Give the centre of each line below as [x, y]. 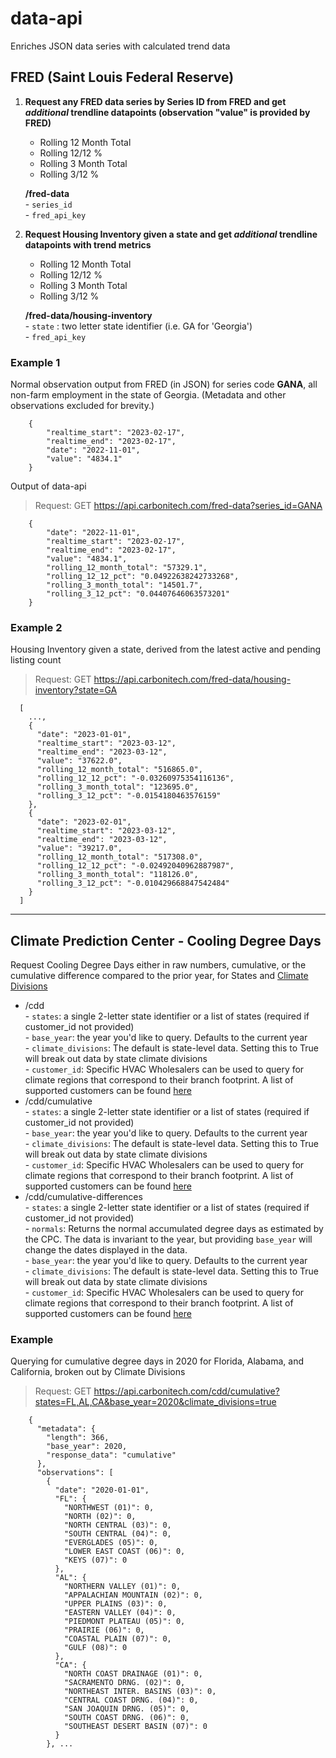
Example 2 [36, 627]
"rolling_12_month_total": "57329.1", [127, 568]
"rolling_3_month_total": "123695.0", [117, 787]
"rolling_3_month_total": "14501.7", [124, 585]
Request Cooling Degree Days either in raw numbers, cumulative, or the [158, 965]
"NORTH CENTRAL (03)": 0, [117, 1525]
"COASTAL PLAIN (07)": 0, [117, 1639]
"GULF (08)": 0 [95, 1648]
